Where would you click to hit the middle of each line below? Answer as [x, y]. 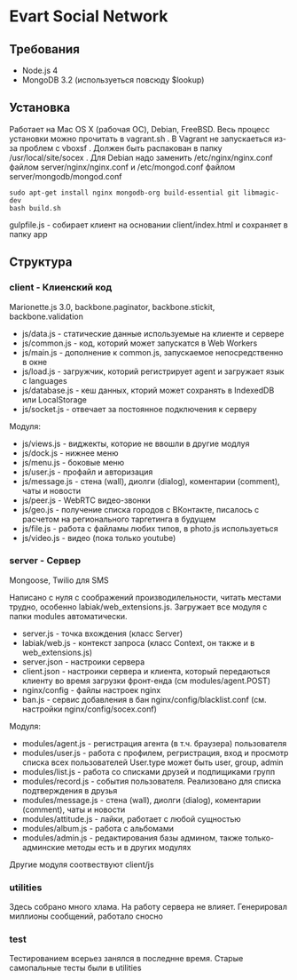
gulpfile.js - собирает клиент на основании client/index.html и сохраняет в [148, 225]
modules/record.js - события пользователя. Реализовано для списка [152, 781]
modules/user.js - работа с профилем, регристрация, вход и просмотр [155, 753]
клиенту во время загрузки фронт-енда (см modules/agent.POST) [146, 681]
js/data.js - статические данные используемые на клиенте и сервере [153, 333]
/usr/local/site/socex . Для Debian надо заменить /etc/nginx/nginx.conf [141, 157]
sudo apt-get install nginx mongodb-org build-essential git [125, 193]
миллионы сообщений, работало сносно [86, 916]
